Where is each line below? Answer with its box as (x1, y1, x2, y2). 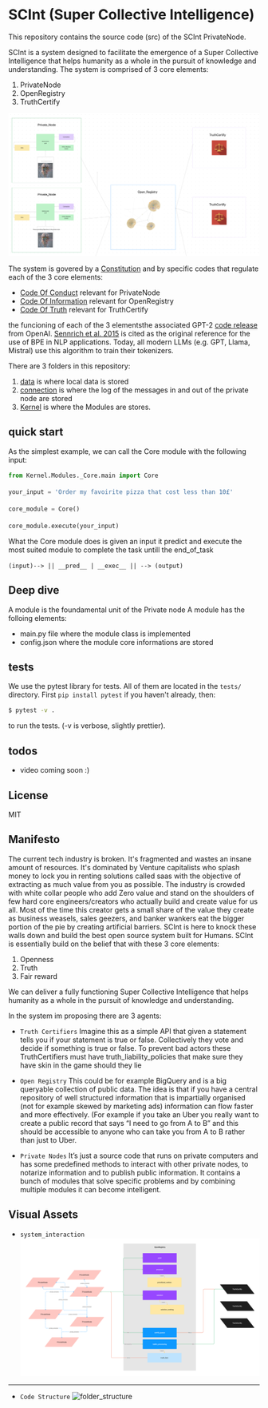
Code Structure (19, 1393, 71, 1402)
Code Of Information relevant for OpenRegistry (19, 296, 174, 305)
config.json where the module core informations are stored (19, 637, 214, 646)
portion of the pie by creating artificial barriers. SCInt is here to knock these (8, 921, 257, 932)
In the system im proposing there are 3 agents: (8, 1011, 162, 1020)
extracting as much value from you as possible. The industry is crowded (8, 879, 246, 889)
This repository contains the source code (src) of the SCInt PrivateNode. (8, 32, 246, 42)
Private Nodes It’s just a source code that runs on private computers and (19, 1151, 258, 1160)
